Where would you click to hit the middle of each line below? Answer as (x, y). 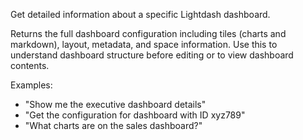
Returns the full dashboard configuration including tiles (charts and (148, 33)
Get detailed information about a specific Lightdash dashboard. (140, 14)
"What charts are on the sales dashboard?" (113, 125)
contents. (30, 65)
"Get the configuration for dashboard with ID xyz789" (135, 115)
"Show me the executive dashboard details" (115, 104)
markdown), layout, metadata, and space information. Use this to (144, 44)
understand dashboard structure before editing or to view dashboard (152, 55)
